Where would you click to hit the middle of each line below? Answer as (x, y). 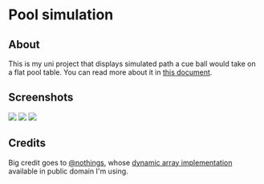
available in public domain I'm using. (68, 171)
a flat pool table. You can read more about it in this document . (110, 72)
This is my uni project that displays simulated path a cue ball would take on (132, 63)
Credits (27, 143)
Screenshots (41, 98)
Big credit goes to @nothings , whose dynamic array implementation (120, 162)
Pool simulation (61, 15)
